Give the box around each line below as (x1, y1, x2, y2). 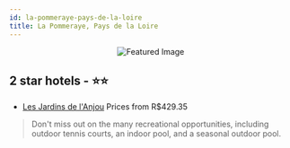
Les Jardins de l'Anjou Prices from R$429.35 (22, 101, 189, 112)
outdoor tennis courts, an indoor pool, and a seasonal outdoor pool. (31, 128, 282, 139)
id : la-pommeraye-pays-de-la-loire (9, 13, 143, 22)
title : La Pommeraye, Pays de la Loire (9, 22, 159, 30)
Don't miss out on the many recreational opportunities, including (31, 118, 269, 130)
